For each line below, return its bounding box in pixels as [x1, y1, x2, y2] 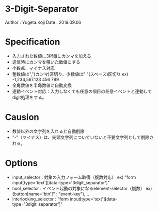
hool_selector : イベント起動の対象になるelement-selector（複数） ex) [12, 185, 152, 191]
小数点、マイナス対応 [12, 65, 55, 71]
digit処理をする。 [12, 94, 47, 100]
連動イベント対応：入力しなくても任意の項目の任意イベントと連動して [12, 88, 152, 94]
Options [5, 158, 38, 168]
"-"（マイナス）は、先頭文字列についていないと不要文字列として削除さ [12, 134, 154, 140]
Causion [5, 112, 40, 123]
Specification [5, 36, 61, 47]
